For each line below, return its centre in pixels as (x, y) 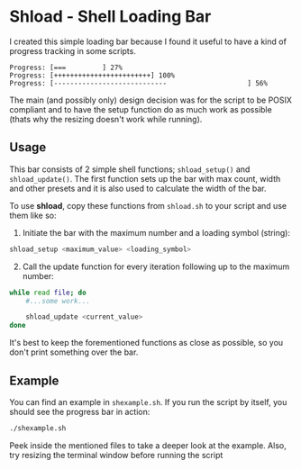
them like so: (33, 215)
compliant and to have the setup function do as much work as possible (141, 109)
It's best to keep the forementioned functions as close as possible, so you (146, 343)
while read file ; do (48, 293)
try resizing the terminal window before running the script (116, 455)
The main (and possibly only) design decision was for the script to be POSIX (151, 100)
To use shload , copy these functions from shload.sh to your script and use (148, 205)
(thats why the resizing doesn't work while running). (106, 119)
